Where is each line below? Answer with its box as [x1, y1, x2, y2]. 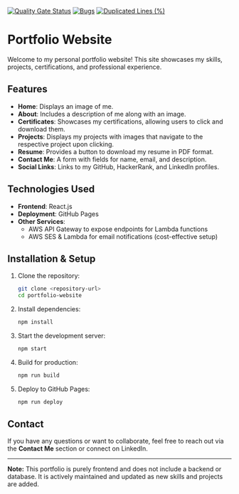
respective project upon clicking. [17, 139, 115, 149]
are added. [7, 480, 39, 488]
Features [7, 83, 48, 95]
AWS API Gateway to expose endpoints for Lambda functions [28, 225, 208, 233]
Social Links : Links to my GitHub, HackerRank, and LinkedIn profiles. [17, 162, 219, 171]
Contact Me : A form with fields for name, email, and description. [17, 155, 207, 163]
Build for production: [17, 358, 78, 366]
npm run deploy [17, 398, 63, 405]
